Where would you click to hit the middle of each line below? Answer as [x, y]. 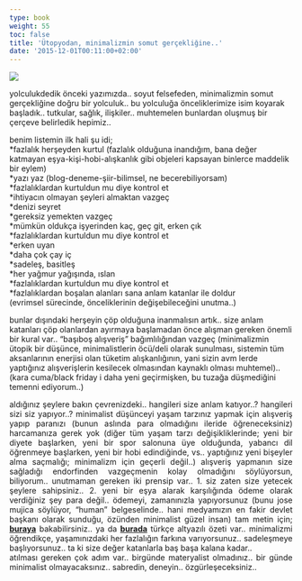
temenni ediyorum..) [47, 387]
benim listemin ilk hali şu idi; [61, 140]
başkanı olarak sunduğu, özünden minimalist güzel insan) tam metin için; [151, 520]
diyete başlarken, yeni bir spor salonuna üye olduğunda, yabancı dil [151, 443]
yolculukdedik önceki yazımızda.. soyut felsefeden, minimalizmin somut [142, 94]
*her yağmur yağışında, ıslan [62, 274]
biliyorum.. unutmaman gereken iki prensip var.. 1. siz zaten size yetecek [151, 481]
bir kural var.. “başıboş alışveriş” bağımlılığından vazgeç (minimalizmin [139, 340]
